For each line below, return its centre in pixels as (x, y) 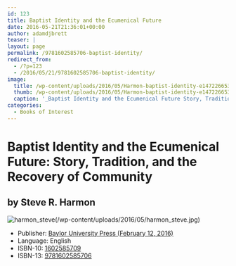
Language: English (44, 241)
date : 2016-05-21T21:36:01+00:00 (56, 27)
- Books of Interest (44, 112)
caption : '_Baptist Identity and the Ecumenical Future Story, (108, 99)
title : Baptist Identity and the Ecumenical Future (84, 20)
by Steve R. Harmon (52, 202)
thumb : (23, 92)
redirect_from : (29, 60)
